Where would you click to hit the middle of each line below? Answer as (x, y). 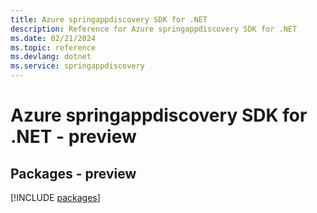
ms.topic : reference (53, 47)
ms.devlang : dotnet (51, 57)
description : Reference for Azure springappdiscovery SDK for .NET (154, 29)
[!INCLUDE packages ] (55, 197)
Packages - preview (73, 173)
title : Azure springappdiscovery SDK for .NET (109, 19)
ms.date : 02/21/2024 (53, 38)
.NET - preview (73, 137)
